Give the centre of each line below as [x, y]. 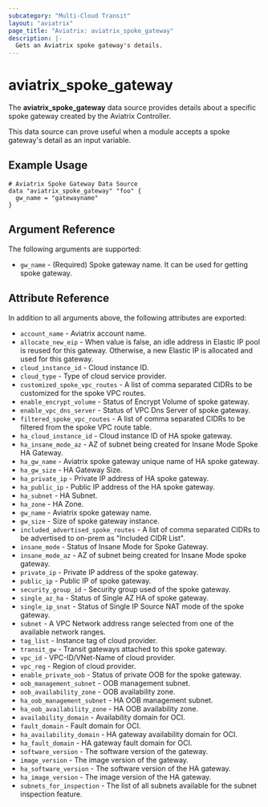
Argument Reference [62, 230]
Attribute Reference [59, 298]
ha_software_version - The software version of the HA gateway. [125, 768]
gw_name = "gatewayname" [57, 198]
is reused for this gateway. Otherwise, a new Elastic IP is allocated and [136, 350]
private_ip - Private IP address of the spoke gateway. [109, 572]
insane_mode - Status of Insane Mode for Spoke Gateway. [114, 546]
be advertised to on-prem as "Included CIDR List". [103, 538]
